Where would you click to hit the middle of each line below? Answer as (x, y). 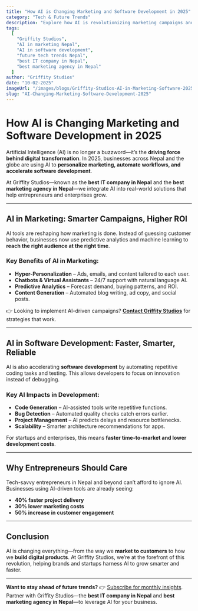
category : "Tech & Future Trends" (49, 17)
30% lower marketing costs (49, 506)
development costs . (31, 444)
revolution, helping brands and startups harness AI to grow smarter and (93, 563)
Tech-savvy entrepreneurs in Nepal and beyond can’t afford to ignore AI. (94, 482)
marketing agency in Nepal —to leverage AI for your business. (82, 602)
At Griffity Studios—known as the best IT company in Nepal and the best (95, 182)
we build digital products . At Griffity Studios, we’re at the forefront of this (95, 557)
